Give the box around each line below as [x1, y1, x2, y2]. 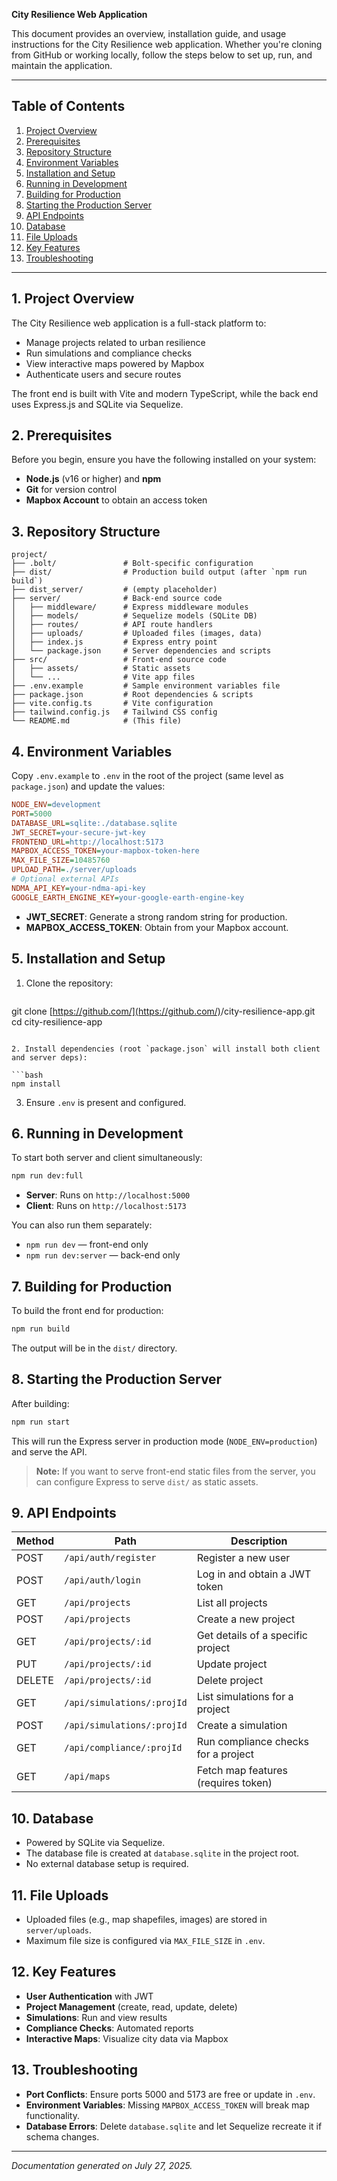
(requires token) [196, 1776, 273, 1790]
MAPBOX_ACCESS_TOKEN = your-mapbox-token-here [11, 846, 200, 856]
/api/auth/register [64, 1552, 157, 1564]
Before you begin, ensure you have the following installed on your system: [11, 454, 317, 466]
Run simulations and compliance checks [25, 347, 193, 359]
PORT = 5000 [11, 809, 53, 819]
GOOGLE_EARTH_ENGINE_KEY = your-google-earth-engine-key [11, 892, 245, 903]
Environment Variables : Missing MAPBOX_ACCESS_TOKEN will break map [25, 2099, 310, 2111]
